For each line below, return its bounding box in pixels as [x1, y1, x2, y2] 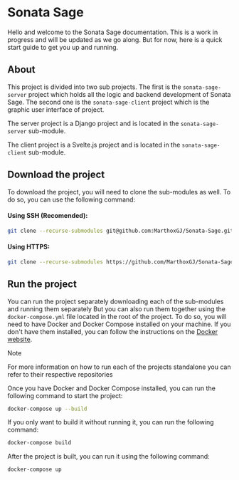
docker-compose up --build [7, 405, 87, 412]
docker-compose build [7, 439, 72, 447]
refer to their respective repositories [7, 370, 113, 378]
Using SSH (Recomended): [7, 212, 88, 220]
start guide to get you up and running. [7, 43, 119, 51]
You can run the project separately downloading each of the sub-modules [7, 297, 224, 306]
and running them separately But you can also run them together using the [7, 304, 226, 313]
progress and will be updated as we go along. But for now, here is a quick [7, 35, 223, 43]
